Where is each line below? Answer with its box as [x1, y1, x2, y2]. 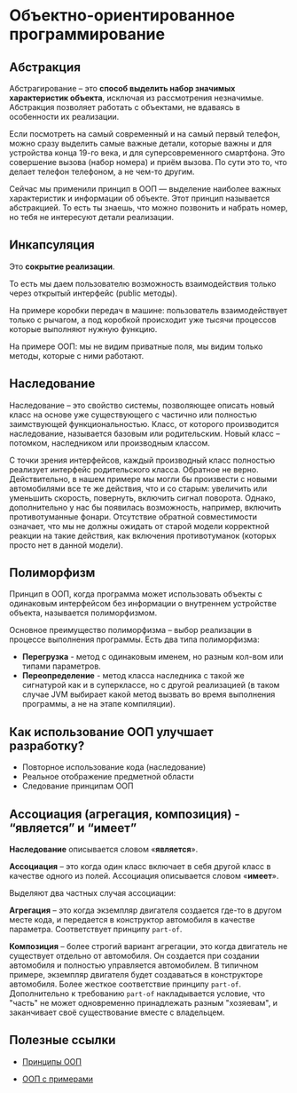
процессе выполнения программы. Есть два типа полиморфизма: [9, 634, 260, 645]
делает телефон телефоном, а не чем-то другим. [9, 166, 195, 177]
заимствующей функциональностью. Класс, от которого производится [9, 418, 279, 429]
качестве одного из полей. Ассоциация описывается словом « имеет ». [9, 871, 279, 882]
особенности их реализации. [9, 112, 120, 122]
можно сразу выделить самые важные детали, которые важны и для [9, 139, 272, 148]
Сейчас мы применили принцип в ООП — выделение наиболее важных [9, 184, 282, 194]
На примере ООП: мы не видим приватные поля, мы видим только [9, 341, 263, 352]
